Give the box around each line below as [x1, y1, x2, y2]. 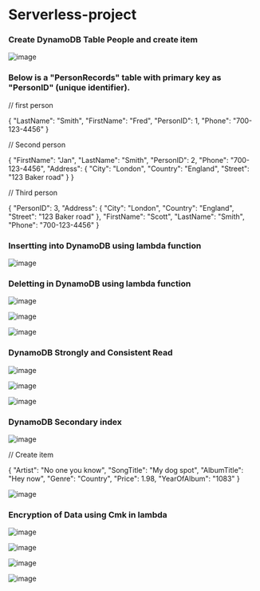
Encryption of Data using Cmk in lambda [8, 509, 167, 520]
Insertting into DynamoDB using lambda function [8, 240, 202, 251]
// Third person [8, 188, 58, 197]
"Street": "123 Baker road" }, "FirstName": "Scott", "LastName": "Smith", [8, 212, 245, 221]
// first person [8, 100, 53, 109]
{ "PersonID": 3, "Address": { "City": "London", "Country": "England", [8, 203, 234, 212]
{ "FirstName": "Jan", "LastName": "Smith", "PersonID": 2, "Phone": [8, 155, 229, 165]
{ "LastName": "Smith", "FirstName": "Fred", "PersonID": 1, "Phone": [8, 116, 231, 125]
